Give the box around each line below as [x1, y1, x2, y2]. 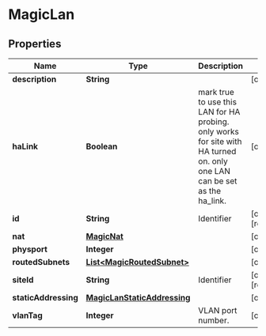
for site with [197, 136, 242, 147]
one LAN [197, 166, 231, 176]
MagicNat [85, 231, 124, 242]
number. [197, 315, 230, 326]
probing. [197, 116, 230, 127]
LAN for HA [197, 107, 241, 117]
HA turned [197, 146, 237, 157]
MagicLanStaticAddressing [85, 293, 191, 303]
